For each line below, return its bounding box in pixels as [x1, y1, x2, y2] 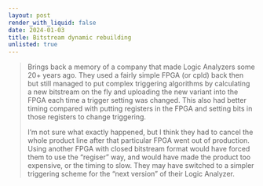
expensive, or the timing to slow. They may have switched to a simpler [27, 161, 254, 170]
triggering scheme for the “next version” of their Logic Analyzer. [27, 170, 236, 179]
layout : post [8, 11, 51, 20]
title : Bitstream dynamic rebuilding [8, 33, 132, 42]
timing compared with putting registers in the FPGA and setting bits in [27, 104, 253, 114]
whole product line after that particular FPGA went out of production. [27, 136, 250, 145]
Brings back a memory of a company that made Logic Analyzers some [27, 62, 255, 71]
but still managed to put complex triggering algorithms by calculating [27, 79, 250, 89]
